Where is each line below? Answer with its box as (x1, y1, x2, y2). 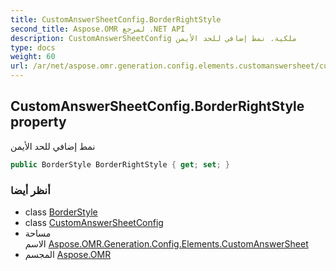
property (10, 114, 67, 131)
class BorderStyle (24, 206, 98, 218)
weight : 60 (10, 52, 56, 62)
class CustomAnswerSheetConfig (24, 216, 164, 228)
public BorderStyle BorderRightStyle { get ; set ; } (10, 159, 230, 170)
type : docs (10, 42, 56, 53)
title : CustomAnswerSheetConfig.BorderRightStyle (10, 14, 222, 25)
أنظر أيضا (10, 183, 51, 197)
